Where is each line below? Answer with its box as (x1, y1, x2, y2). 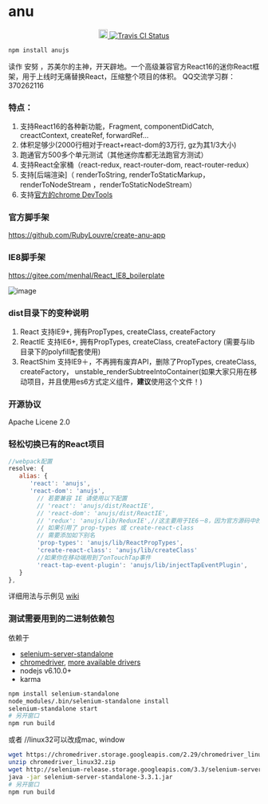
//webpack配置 (8, 457, 53, 465)
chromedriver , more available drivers (19, 657, 141, 667)
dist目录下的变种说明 (8, 307, 89, 318)
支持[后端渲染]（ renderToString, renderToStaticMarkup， (19, 170, 210, 179)
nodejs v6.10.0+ (19, 665, 72, 676)
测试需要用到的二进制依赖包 (8, 613, 115, 625)
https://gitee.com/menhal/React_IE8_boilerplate (8, 270, 165, 280)
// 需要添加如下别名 (37, 531, 96, 540)
